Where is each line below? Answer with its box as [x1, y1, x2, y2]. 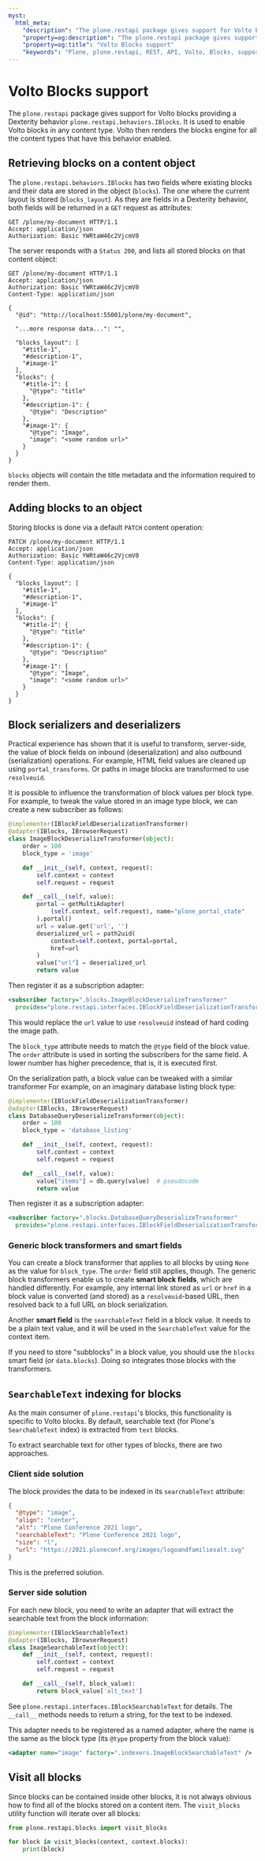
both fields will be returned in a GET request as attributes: [8, 202, 193, 212]
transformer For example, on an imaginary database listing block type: [8, 1081, 237, 1091]
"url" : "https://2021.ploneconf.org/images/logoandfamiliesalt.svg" [15, 1546, 245, 1553]
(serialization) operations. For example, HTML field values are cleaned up [8, 756, 247, 765]
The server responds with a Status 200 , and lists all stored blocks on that [8, 246, 246, 255]
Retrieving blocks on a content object [8, 157, 196, 170]
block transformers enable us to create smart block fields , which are [8, 1274, 233, 1285]
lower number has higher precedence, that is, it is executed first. [8, 1058, 218, 1067]
